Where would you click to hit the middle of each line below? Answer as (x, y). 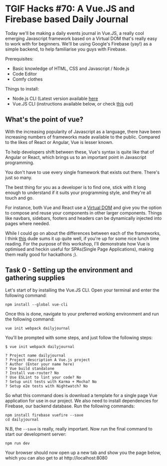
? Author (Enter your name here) (40, 364)
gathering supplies (35, 278)
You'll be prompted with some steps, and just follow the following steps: (79, 337)
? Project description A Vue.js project (48, 360)
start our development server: (36, 434)
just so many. (19, 177)
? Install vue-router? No (32, 373)
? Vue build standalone (30, 368)
